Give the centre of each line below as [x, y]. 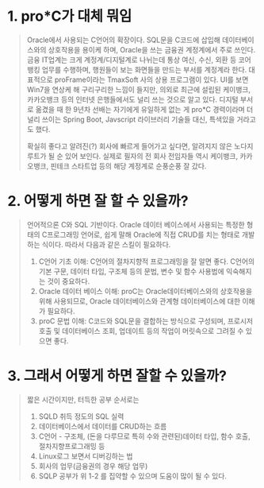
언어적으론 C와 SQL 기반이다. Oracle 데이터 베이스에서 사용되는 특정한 [136, 224]
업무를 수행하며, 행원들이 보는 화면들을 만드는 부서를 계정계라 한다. [144, 69]
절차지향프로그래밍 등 [72, 446]
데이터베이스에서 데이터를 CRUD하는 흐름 [103, 426]
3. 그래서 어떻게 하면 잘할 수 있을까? [117, 376]
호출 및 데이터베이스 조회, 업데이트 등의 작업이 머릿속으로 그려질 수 [141, 331]
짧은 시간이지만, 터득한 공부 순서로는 [83, 399]
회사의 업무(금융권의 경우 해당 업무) [93, 466]
